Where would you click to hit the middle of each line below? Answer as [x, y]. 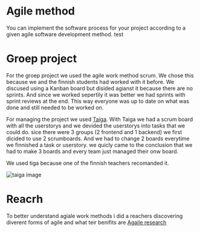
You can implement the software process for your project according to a [96, 28]
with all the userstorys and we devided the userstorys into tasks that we [96, 126]
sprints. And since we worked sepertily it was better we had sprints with [96, 94]
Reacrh [25, 199]
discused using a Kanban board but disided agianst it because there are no [100, 88]
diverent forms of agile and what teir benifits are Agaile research [86, 222]
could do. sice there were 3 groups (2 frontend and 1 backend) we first [94, 132]
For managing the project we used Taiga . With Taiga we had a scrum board [100, 119]
